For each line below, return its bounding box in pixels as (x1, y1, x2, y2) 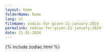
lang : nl (5, 16, 23, 21)
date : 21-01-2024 (5, 30, 41, 35)
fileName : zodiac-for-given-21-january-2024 (5, 21, 99, 26)
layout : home (5, 7, 32, 12)
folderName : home (5, 12, 41, 17)
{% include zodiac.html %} (5, 44, 60, 50)
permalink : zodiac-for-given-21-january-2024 (5, 26, 101, 31)
